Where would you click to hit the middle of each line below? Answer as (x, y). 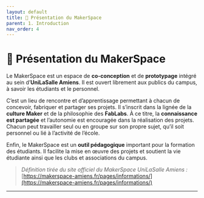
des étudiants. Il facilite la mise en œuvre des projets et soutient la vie (93, 151)
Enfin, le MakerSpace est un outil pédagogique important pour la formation (101, 145)
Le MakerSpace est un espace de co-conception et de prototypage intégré (101, 76)
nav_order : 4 (23, 29)
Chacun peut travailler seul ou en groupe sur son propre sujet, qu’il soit (95, 127)
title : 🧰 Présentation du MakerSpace (54, 18)
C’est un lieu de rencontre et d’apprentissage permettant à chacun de (93, 101)
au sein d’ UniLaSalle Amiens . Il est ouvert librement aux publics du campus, (102, 82)
